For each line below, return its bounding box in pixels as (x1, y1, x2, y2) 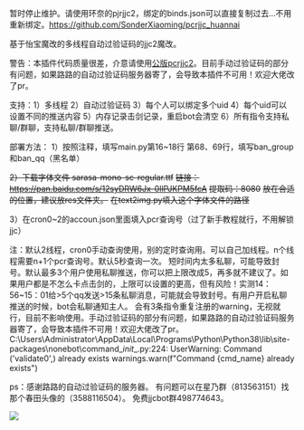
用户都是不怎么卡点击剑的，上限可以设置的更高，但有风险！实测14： (16, 279, 271, 289)
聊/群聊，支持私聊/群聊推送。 (9, 122, 119, 133)
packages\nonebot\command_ (9, 343, 124, 354)
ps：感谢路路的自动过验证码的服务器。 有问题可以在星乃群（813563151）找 (9, 381, 290, 392)
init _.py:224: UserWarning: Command (122, 343, 262, 354)
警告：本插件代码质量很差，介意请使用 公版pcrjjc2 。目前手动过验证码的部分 (9, 58, 290, 68)
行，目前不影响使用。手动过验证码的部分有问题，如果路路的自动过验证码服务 (9, 312, 295, 323)
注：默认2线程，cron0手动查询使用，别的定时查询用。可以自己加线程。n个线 (9, 244, 295, 255)
